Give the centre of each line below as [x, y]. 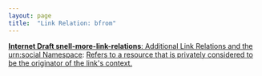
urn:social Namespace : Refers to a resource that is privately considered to [131, 54]
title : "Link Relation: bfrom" [62, 23]
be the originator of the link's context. [71, 63]
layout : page [30, 16]
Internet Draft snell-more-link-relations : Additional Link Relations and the [131, 46]
